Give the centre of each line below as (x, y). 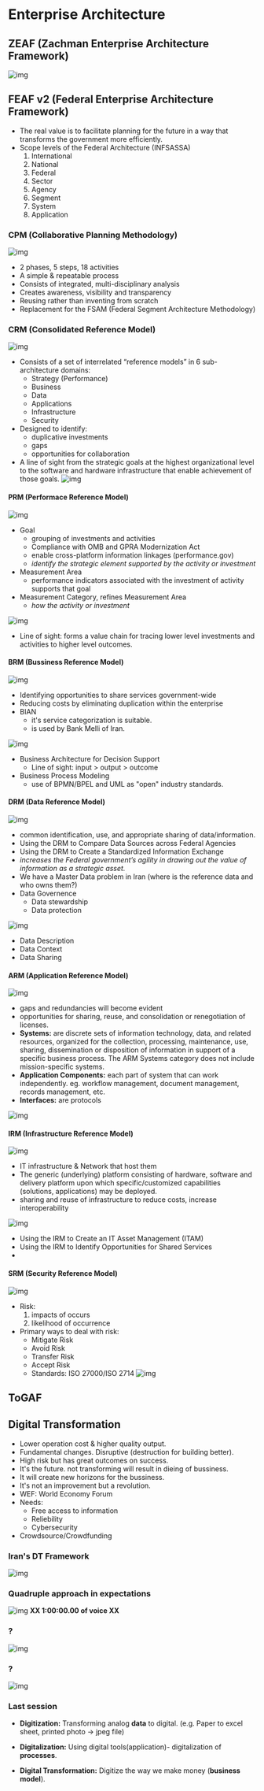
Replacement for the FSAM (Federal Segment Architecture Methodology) (137, 310)
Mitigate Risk (52, 1340)
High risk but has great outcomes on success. (94, 1460)
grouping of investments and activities (93, 538)
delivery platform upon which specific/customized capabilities (120, 1183)
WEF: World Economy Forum (66, 1493)
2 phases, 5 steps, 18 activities (69, 267)
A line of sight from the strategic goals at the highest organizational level (137, 462)
